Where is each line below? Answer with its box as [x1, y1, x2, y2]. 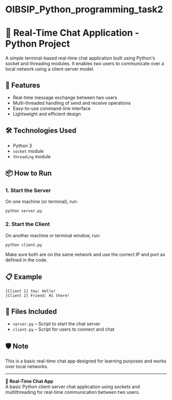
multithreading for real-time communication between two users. [5, 389, 140, 395]
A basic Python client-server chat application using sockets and [5, 384, 140, 390]
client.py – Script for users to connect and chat [12, 326, 115, 332]
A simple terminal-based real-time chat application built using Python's [5, 55, 155, 61]
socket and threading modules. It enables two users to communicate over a [5, 61, 164, 67]
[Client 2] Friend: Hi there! [5, 293, 70, 298]
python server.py [5, 208, 42, 214]
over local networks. [5, 363, 49, 369]
